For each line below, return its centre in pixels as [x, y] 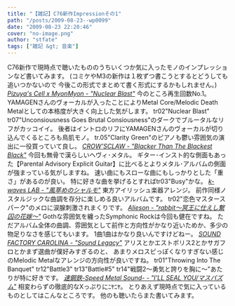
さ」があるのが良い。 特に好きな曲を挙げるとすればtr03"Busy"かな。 [107, 181]
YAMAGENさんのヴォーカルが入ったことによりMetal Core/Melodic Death [113, 102]
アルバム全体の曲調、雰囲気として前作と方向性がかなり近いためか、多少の [121, 225]
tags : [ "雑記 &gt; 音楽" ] [43, 46]
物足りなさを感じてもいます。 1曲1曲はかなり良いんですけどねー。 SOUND [114, 234]
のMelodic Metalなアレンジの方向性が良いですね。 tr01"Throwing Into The [114, 260]
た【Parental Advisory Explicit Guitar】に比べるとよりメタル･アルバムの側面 [117, 164]
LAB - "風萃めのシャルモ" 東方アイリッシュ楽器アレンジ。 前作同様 [124, 190]
